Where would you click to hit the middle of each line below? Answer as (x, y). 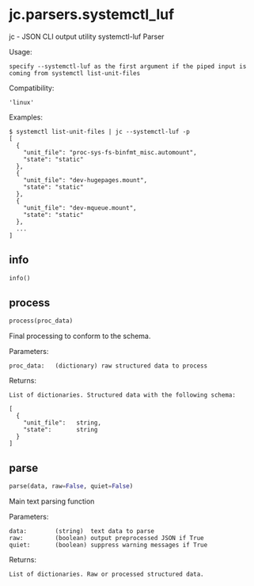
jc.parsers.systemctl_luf (92, 15)
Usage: (21, 51)
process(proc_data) (41, 321)
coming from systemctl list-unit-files (75, 73)
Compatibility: (32, 88)
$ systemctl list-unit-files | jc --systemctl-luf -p (100, 131)
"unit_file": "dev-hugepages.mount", (85, 180)
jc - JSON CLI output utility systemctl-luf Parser (87, 36)
